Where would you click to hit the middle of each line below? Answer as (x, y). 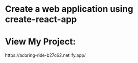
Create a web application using (69, 9)
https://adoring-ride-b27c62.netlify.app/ (46, 55)
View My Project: (40, 42)
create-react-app (41, 19)
